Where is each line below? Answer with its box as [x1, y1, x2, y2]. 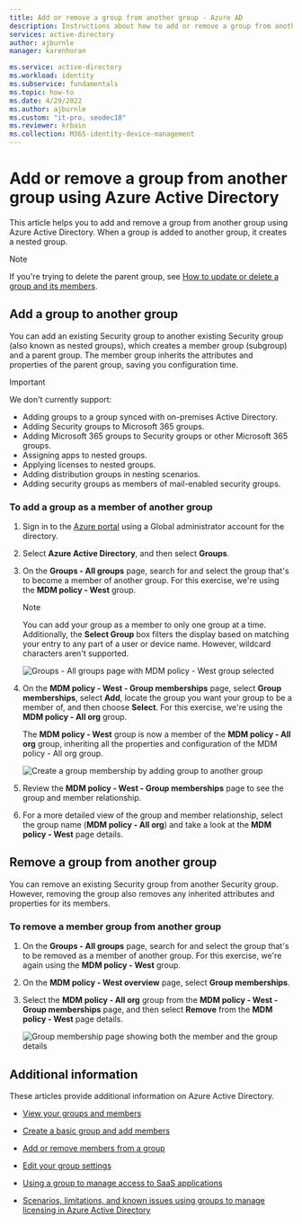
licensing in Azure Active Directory [22, 1204, 151, 1215]
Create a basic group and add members [22, 1125, 171, 1136]
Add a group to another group [9, 306, 179, 322]
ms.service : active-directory [9, 63, 123, 72]
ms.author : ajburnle [9, 104, 87, 113]
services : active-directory [9, 30, 115, 39]
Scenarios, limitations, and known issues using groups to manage [22, 1194, 265, 1205]
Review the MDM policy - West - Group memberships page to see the [22, 783, 285, 794]
